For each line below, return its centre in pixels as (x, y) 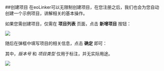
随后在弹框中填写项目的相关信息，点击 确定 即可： (56, 43)
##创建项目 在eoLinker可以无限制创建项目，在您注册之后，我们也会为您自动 (82, 7)
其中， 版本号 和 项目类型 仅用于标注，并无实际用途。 (59, 54)
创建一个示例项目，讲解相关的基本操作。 (46, 13)
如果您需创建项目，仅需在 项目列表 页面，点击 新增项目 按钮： (68, 24)
